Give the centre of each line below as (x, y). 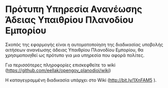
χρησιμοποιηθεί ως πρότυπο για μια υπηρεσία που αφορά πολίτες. (75, 55)
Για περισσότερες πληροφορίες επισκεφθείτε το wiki (60, 65)
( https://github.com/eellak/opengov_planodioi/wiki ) (58, 70)
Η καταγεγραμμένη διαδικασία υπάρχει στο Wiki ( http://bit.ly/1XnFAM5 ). (81, 80)
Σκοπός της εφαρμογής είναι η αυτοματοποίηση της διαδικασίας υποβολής (84, 44)
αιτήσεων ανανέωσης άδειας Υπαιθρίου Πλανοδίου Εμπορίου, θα (74, 50)
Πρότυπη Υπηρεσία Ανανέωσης (74, 9)
